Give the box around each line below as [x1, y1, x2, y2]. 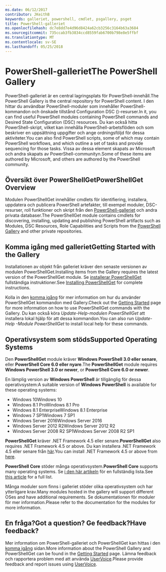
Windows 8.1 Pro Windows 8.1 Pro [12, 402, 80, 408]
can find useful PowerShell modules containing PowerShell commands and [5, 114, 158, 120]
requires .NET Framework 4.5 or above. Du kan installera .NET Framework [5, 443, 156, 449]
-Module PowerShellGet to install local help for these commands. [15, 321, 149, 327]
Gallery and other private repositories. [5, 228, 83, 234]
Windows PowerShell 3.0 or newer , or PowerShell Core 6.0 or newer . [5, 367, 150, 373]
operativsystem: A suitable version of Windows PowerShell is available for [5, 382, 157, 388]
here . [5, 454, 16, 460]
